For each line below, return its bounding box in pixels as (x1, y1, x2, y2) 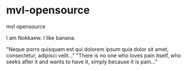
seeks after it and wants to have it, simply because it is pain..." (6, 58, 158, 65)
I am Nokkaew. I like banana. (6, 34, 76, 41)
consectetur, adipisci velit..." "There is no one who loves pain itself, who (6, 52, 182, 59)
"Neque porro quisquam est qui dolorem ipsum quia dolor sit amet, (6, 45, 169, 53)
